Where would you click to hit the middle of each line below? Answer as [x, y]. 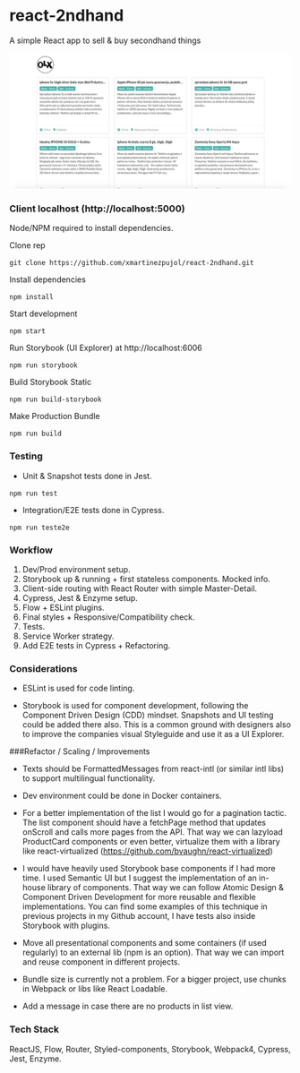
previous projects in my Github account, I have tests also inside [139, 916]
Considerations [43, 668]
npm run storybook [43, 365]
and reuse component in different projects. [101, 962]
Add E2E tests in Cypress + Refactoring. [96, 645]
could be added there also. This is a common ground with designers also [156, 725]
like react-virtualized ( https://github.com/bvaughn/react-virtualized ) [147, 851]
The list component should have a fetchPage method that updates [144, 823]
